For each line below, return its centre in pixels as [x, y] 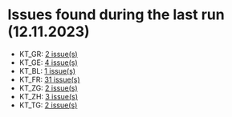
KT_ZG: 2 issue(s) [48, 88]
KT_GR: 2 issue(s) [48, 54]
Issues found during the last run [116, 15]
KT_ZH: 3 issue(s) [48, 96]
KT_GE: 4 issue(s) [48, 63]
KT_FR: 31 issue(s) [50, 79]
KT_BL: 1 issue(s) [47, 71]
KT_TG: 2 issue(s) [48, 105]
